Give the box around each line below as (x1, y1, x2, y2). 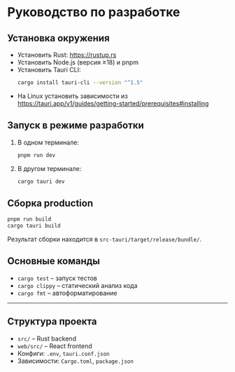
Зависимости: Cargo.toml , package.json (17, 357, 134, 365)
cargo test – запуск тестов (17, 274, 98, 282)
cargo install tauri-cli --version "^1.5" (17, 79, 143, 86)
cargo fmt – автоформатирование (17, 289, 117, 297)
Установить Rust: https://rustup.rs (17, 50, 117, 59)
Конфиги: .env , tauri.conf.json (17, 349, 110, 357)
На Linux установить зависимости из (17, 92, 128, 100)
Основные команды (7, 255, 100, 267)
